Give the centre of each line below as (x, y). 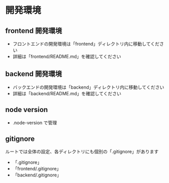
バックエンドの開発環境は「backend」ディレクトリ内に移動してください (88, 87)
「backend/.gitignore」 (37, 175)
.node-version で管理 (35, 123)
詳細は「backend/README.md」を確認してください (67, 93)
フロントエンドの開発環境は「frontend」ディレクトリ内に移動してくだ (86, 44)
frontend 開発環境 (34, 31)
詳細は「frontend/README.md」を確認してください (67, 57)
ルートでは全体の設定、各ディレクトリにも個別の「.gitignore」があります (82, 152)
